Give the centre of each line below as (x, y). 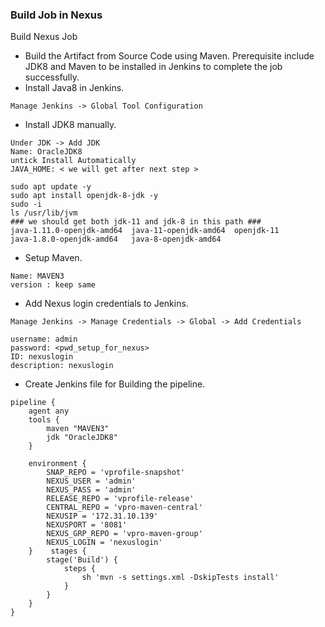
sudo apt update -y (51, 187)
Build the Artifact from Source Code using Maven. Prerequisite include (169, 56)
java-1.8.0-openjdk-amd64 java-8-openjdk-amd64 (116, 239)
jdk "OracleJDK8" (82, 438)
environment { (57, 464)
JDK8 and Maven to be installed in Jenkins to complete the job (153, 67)
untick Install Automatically (73, 161)
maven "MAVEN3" (78, 429)
